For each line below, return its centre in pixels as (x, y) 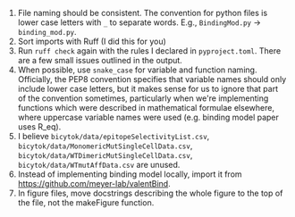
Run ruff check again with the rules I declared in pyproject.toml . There (149, 51)
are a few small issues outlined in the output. (100, 60)
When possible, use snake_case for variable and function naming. (137, 70)
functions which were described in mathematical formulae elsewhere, (146, 108)
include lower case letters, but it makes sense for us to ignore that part (148, 89)
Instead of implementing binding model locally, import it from (130, 174)
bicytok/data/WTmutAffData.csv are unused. (99, 165)
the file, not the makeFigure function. (86, 203)
